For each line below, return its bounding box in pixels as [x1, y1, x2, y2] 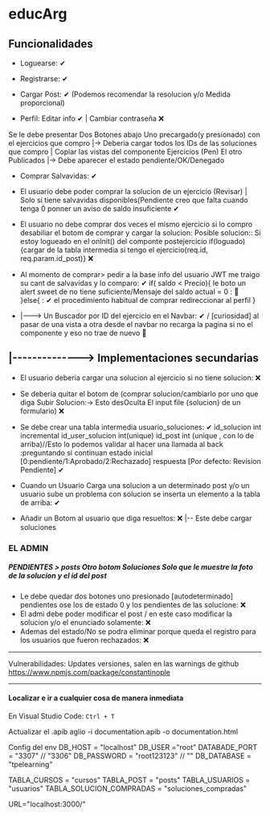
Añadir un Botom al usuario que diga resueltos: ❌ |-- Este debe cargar [19, 513, 252, 523]
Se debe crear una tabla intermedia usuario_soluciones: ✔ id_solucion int [19, 422, 262, 432]
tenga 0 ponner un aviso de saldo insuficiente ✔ [19, 204, 180, 213]
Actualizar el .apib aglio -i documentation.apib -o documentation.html [8, 727, 239, 736]
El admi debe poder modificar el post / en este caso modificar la [19, 609, 233, 619]
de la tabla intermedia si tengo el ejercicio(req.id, [47, 245, 209, 255]
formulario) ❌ [19, 406, 64, 416]
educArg [8, 5, 67, 23]
